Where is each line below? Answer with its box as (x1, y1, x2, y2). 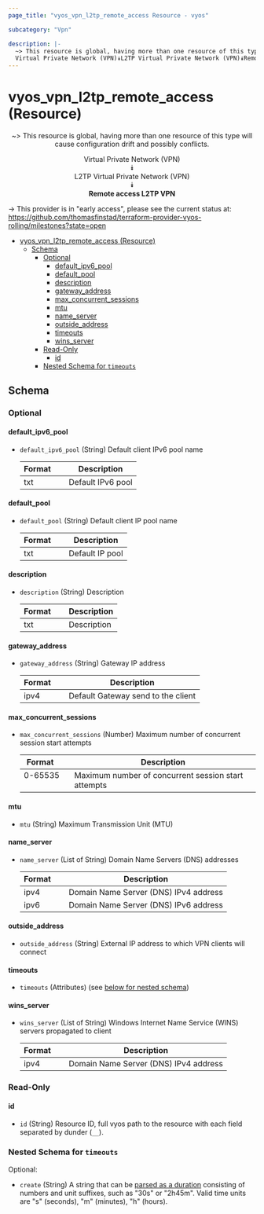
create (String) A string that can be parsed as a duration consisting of (19, 1179, 245, 1189)
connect (19, 948, 47, 956)
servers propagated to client (19, 1026, 112, 1036)
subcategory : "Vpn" (8, 25, 72, 34)
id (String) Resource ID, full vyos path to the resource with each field (19, 1119, 243, 1128)
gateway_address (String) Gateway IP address (19, 658, 166, 668)
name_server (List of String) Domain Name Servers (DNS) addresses (19, 854, 239, 864)
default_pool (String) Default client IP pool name (19, 515, 178, 525)
